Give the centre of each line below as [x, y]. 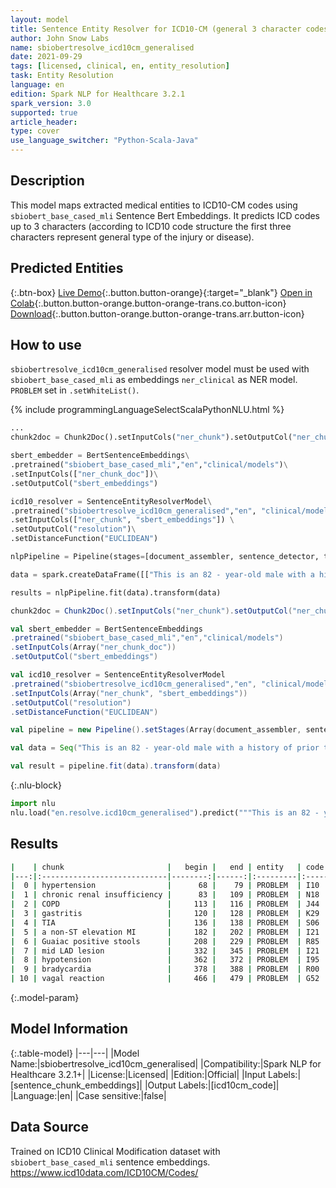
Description [47, 181]
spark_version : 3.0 [51, 103]
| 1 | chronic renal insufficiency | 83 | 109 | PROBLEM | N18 [165, 895]
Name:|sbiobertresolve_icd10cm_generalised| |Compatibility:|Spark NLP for [166, 1063]
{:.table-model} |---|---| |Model [75, 1053]
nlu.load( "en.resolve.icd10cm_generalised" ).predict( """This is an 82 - [165, 812]
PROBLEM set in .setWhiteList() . [75, 390]
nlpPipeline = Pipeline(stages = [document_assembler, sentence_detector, [165, 557]
